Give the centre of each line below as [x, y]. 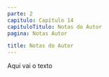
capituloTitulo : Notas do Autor [54, 27]
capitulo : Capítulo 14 [40, 20]
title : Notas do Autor [40, 46]
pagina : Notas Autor [38, 33]
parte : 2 [20, 14]
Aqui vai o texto [30, 66]
